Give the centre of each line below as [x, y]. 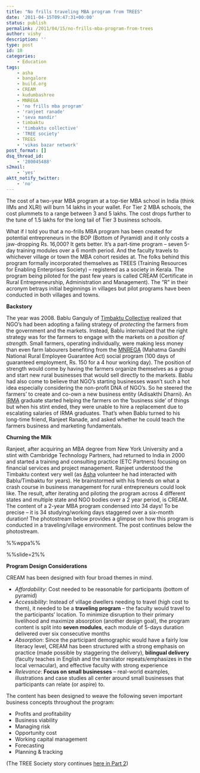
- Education [32, 61]
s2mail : [16, 167]
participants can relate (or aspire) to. [60, 684]
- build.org [32, 84]
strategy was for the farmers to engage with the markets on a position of [96, 337]
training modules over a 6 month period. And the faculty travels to [98, 250]
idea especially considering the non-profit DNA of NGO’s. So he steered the [99, 387]
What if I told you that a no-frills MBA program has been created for [89, 231]
